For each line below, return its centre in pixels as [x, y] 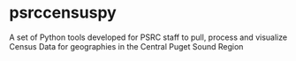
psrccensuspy [63, 13]
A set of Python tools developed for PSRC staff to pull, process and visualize [148, 37]
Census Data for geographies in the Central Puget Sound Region [126, 46]
